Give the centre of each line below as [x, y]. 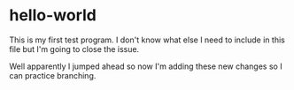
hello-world [53, 15]
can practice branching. [53, 75]
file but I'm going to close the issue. [74, 49]
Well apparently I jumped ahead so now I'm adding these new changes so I [146, 66]
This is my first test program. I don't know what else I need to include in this [147, 40]
